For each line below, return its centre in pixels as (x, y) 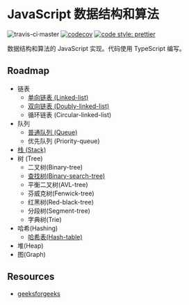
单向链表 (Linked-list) (58, 97)
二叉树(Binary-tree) (55, 167)
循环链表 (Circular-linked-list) (69, 114)
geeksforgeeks (39, 293)
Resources (31, 277)
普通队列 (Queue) (52, 132)
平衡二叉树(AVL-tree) (58, 184)
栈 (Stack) (32, 149)
